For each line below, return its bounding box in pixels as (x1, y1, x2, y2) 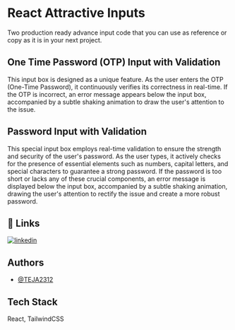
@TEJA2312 (17, 276, 54, 284)
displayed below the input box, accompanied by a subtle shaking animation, (7, 182, 228, 190)
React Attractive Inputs (7, 5, 146, 21)
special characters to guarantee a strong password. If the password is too (7, 167, 222, 175)
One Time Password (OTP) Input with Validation (7, 57, 221, 69)
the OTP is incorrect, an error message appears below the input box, (7, 90, 207, 98)
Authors (7, 257, 44, 269)
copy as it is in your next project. (7, 35, 102, 44)
